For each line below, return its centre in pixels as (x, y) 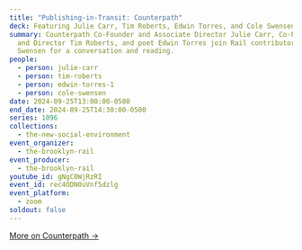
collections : (34, 127)
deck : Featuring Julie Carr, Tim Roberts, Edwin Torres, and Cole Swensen (152, 26)
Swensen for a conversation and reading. (96, 51)
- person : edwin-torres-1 (66, 85)
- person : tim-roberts (60, 76)
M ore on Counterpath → (54, 236)
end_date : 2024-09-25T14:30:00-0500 (78, 110)
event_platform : (40, 193)
